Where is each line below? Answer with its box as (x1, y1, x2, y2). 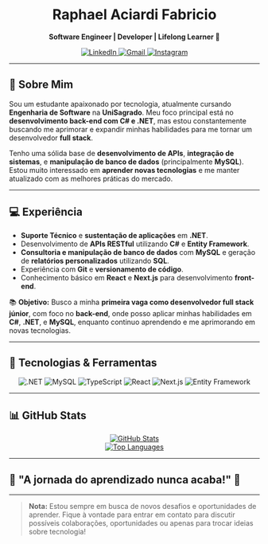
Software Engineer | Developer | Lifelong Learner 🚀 (49, 32, 220, 41)
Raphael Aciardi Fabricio (52, 6, 217, 24)
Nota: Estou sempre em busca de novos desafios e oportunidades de (28, 502, 257, 511)
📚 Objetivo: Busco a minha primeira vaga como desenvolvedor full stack (9, 297, 254, 307)
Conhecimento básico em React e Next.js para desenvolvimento (20, 272, 233, 282)
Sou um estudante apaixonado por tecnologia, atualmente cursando (9, 99, 231, 108)
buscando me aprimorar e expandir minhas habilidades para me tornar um (9, 124, 253, 134)
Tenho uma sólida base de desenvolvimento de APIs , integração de (9, 148, 235, 158)
